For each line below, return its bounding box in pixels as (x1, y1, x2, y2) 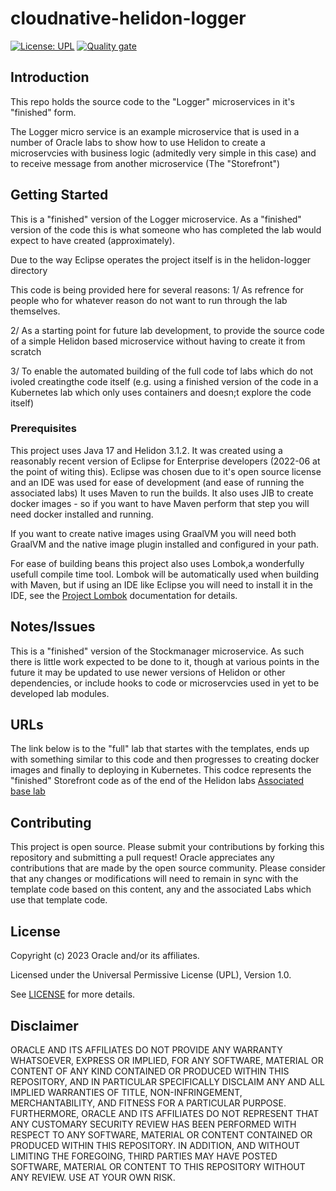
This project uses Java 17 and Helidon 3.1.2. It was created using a (10, 444, 283, 456)
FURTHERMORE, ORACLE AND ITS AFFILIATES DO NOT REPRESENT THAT (10, 1107, 320, 1119)
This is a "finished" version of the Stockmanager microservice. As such (10, 645, 305, 657)
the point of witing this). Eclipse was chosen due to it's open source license (10, 465, 322, 477)
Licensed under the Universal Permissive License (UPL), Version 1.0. (10, 969, 292, 981)
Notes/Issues (10, 618, 96, 636)
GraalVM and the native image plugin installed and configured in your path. (10, 538, 320, 550)
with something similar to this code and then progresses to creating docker (10, 753, 320, 766)
